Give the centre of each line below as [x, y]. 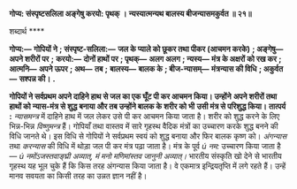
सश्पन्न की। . [37, 79]
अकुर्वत [273, 69]
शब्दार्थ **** [27, 31]
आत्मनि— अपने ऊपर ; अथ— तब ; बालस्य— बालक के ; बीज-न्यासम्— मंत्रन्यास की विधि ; [136, 69]
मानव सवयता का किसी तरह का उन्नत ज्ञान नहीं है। [78, 176]
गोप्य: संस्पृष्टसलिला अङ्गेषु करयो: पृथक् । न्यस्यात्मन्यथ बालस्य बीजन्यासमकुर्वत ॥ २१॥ [130, 14]
